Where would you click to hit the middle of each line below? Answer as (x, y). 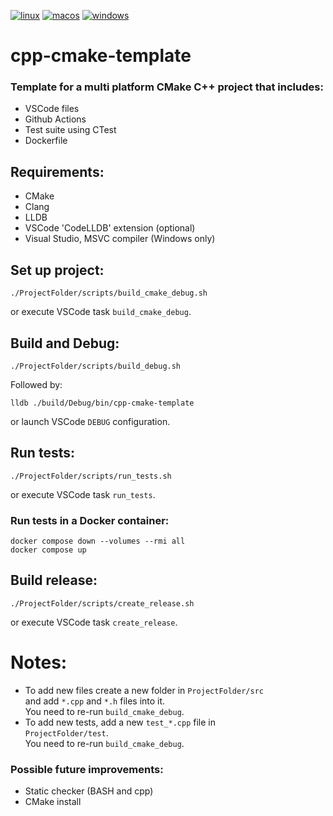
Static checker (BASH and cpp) (89, 791)
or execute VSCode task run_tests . (83, 494)
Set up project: (57, 270)
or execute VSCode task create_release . (94, 622)
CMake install (53, 802)
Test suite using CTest (70, 130)
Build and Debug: (65, 343)
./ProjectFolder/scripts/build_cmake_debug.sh (109, 293)
